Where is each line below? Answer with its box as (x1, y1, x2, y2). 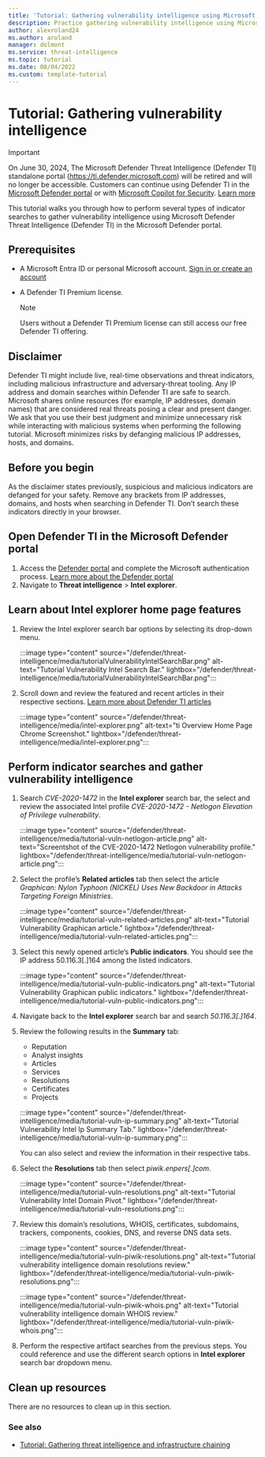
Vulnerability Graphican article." (19, 923, 124, 933)
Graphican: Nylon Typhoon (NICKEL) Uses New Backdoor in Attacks (19, 883, 243, 892)
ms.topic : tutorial (8, 56, 73, 64)
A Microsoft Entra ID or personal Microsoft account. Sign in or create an (19, 264, 252, 274)
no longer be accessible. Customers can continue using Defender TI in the (8, 180, 250, 189)
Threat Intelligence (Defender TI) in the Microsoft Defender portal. (8, 220, 223, 229)
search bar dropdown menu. (19, 1358, 113, 1368)
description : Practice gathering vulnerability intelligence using (8, 19, 235, 27)
